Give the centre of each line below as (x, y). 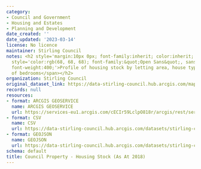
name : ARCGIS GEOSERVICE (42, 106)
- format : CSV (24, 117)
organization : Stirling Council (46, 79)
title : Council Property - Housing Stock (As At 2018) (76, 156)
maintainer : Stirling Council (44, 51)
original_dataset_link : (36, 84)
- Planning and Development (41, 28)
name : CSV (24, 123)
